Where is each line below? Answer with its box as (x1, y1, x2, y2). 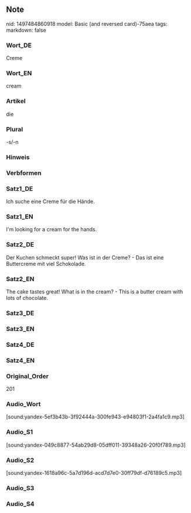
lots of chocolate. (6, 295, 49, 302)
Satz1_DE (6, 184, 33, 193)
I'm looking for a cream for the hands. (6, 226, 97, 233)
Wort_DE (6, 41, 32, 49)
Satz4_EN (6, 356, 35, 365)
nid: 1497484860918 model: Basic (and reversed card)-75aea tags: (6, 20, 168, 27)
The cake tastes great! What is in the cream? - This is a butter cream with (6, 288, 183, 295)
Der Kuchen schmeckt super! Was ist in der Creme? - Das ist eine (6, 254, 164, 261)
